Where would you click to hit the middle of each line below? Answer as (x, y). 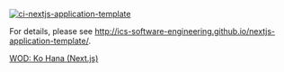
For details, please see (51, 31)
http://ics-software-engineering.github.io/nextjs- (185, 31)
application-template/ (49, 41)
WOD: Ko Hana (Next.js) (54, 58)
